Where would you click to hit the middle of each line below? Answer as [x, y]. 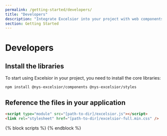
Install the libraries [35, 66]
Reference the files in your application [65, 103]
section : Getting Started [32, 23]
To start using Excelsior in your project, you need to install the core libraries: [83, 78]
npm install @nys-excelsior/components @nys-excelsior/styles [71, 87]
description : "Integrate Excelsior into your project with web [72, 19]
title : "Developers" [27, 14]
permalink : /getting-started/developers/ [49, 10]
